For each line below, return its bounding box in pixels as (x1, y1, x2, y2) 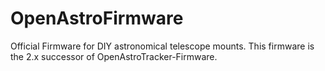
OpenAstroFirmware (10, 7, 184, 30)
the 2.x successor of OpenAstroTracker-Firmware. (10, 50, 218, 62)
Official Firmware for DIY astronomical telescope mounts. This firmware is (10, 40, 315, 52)
